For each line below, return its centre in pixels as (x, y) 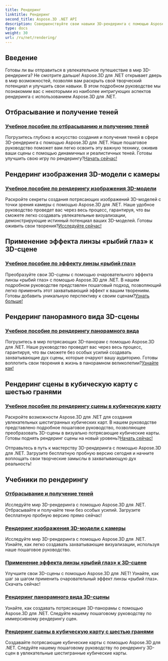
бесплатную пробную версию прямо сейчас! (53, 515)
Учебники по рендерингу (47, 479)
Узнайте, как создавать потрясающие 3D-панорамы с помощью (74, 608)
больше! (14, 301)
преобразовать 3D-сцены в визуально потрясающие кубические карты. (83, 433)
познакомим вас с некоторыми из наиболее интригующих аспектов (78, 91)
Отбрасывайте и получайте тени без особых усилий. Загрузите (73, 510)
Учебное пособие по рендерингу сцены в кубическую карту (83, 406)
